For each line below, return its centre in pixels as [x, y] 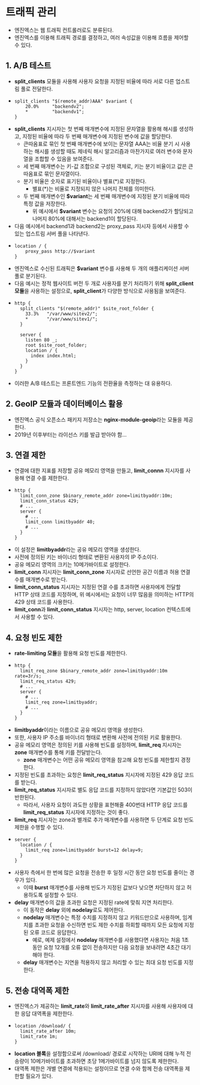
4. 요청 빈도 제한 [34, 637]
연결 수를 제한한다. [47, 478]
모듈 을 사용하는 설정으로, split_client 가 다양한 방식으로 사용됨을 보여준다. [100, 290]
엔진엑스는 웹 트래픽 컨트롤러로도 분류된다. [64, 30]
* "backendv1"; [55, 111]
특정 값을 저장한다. [45, 204]
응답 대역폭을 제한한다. [47, 1013]
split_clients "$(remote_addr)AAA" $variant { [73, 101]
